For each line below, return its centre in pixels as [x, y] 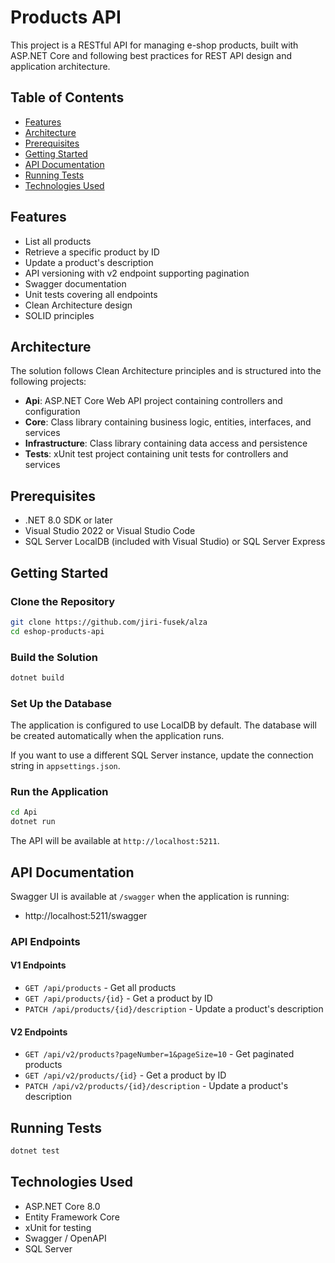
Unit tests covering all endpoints [91, 294]
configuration [52, 412]
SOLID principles [59, 315]
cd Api [24, 812]
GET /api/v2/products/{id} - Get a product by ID [125, 1075]
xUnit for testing [58, 1227]
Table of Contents [67, 97]
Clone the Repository [63, 601]
